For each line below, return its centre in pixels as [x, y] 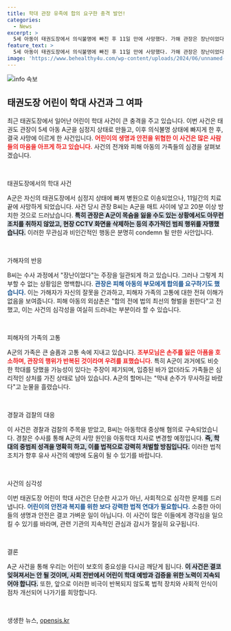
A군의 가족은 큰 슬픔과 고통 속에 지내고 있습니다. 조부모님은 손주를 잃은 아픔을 [111, 352]
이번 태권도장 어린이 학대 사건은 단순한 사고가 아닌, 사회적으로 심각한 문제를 [108, 498]
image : [16, 59]
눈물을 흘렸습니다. [47, 386]
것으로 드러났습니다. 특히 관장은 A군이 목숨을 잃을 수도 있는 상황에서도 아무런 [122, 215]
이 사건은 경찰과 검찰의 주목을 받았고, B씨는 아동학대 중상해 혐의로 [95, 429]
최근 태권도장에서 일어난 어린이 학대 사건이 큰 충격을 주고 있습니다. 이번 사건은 [112, 121]
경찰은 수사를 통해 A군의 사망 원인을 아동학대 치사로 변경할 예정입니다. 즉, [114, 438]
